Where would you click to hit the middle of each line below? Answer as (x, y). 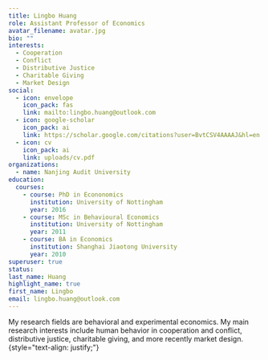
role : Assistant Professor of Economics (77, 23)
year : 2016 (48, 209)
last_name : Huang (37, 277)
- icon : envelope (45, 98)
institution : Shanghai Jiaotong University (104, 247)
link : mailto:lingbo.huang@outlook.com (89, 113)
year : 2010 (48, 254)
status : (21, 269)
